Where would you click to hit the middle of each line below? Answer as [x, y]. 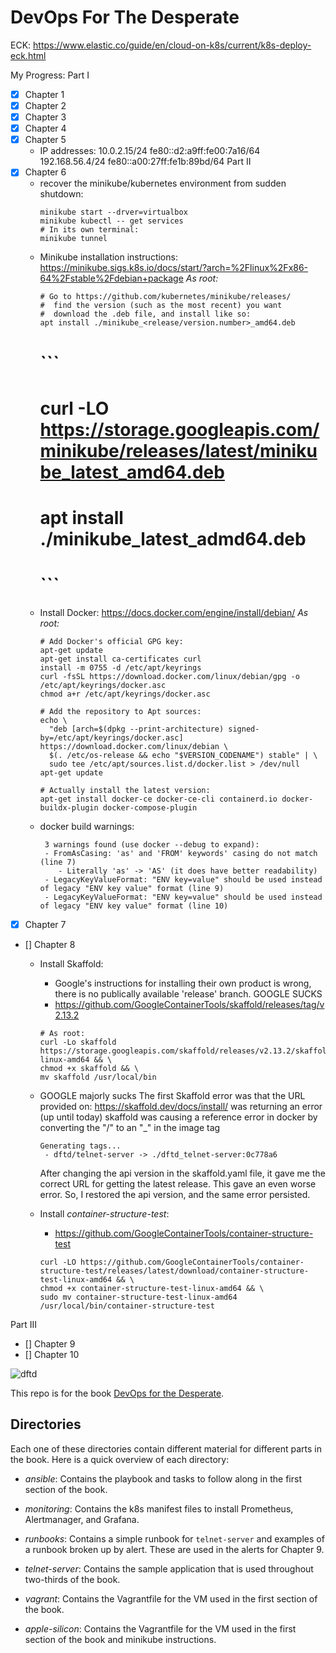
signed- [244, 729]
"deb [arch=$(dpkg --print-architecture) [136, 729]
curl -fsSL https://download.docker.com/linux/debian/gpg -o [169, 676]
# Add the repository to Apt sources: [120, 711]
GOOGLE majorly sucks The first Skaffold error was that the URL [172, 1095]
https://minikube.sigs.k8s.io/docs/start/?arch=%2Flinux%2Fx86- [174, 268]
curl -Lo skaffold [78, 1042]
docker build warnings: [87, 826]
